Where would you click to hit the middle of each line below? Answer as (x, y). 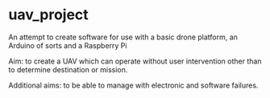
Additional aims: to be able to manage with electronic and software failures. (133, 85)
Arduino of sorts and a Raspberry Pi (68, 45)
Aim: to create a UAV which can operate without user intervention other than (135, 61)
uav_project (48, 15)
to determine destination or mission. (68, 69)
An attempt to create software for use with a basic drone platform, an (123, 37)
